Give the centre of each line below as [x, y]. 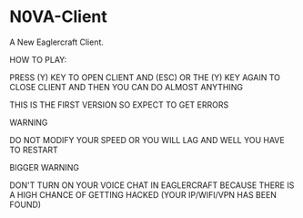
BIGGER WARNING [45, 167]
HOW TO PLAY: [38, 59]
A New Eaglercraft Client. [57, 42]
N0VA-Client [58, 17]
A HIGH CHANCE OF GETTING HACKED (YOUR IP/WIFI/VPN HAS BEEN [143, 194]
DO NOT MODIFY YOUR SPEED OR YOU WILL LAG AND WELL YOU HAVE [147, 140]
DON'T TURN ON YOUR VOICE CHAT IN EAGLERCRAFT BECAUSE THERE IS [152, 185]
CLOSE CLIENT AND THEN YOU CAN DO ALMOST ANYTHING [126, 87]
